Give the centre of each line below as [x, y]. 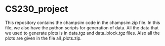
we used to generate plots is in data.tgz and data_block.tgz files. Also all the [82, 33]
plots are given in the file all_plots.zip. [43, 38]
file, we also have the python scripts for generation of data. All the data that [82, 27]
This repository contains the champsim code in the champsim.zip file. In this [83, 23]
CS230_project [37, 9]
